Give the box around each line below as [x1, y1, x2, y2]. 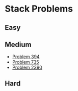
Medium [5, 40, 32, 49]
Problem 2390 [12, 64, 43, 71]
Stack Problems [5, 3, 73, 15]
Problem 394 [12, 54, 40, 60]
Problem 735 [12, 59, 39, 65]
